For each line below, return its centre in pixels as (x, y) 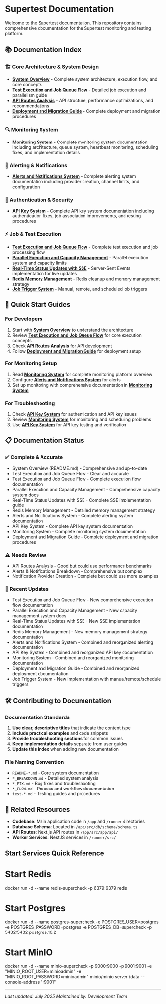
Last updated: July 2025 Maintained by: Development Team (66, 996)
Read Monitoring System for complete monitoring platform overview (82, 374)
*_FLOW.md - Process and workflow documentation (63, 789)
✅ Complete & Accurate (34, 457)
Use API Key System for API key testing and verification (69, 425)
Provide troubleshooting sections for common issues (67, 739)
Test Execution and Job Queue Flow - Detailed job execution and (79, 90)
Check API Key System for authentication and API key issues (75, 414)
